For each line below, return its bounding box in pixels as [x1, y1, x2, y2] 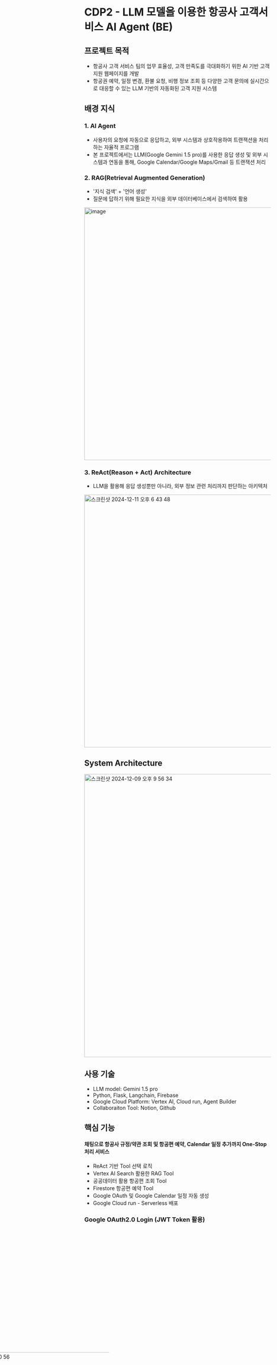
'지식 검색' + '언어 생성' [92, 187, 147, 194]
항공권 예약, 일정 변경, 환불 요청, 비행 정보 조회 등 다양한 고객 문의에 [92, 78, 249, 84]
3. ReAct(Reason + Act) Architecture [84, 468, 192, 476]
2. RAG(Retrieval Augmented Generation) [84, 173, 205, 181]
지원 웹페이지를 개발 [92, 70, 139, 77]
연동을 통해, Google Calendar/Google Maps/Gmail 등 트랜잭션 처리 [108, 158, 266, 165]
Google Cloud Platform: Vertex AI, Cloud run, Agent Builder [92, 1098, 237, 1105]
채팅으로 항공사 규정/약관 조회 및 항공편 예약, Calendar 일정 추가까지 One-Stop [84, 1140, 267, 1147]
